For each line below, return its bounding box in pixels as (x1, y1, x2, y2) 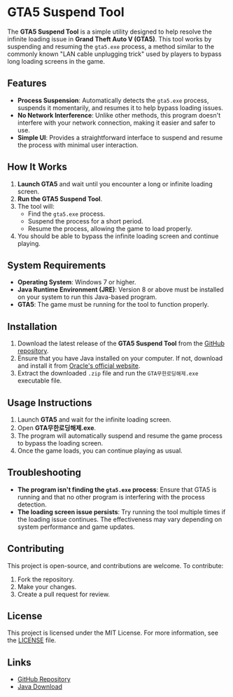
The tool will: (17, 202, 55, 210)
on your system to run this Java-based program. (17, 293, 157, 301)
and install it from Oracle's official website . (17, 361, 141, 370)
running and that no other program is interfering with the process (17, 492, 205, 501)
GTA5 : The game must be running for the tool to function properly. (17, 301, 209, 309)
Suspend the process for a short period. (27, 216, 143, 225)
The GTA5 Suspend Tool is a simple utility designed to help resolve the (7, 27, 212, 36)
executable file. (17, 376, 62, 385)
